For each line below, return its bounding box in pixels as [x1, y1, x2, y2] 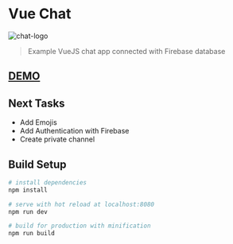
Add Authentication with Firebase [19, 126, 130, 136]
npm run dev [8, 207, 48, 215]
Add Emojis [19, 118, 57, 127]
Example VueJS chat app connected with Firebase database [27, 46, 226, 56]
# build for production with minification [8, 222, 151, 230]
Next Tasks [8, 96, 65, 110]
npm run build [8, 230, 56, 238]
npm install [8, 186, 48, 194]
